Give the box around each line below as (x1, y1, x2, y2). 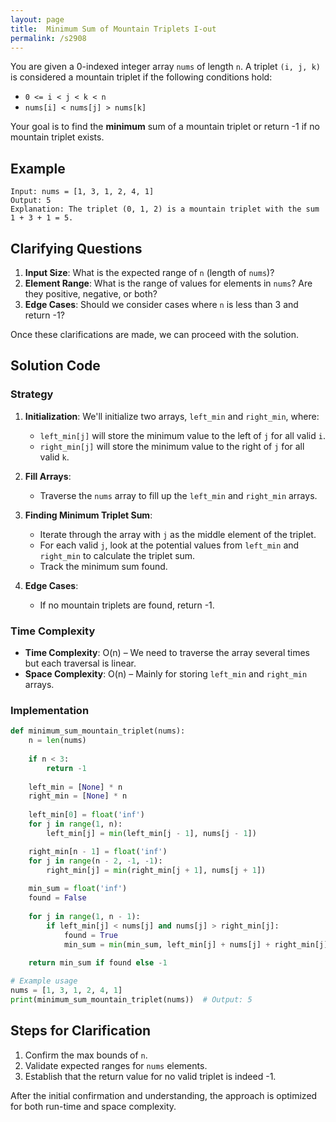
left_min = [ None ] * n (28, 782, 123, 792)
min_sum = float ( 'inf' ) (28, 884, 128, 894)
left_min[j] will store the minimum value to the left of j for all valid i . (39, 429, 326, 441)
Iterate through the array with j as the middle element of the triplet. (39, 528, 317, 540)
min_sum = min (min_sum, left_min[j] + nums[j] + (63, 939, 271, 950)
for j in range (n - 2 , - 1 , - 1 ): (28, 856, 163, 866)
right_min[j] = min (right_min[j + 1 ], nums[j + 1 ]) (46, 865, 267, 875)
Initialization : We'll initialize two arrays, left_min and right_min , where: (24, 410, 320, 422)
